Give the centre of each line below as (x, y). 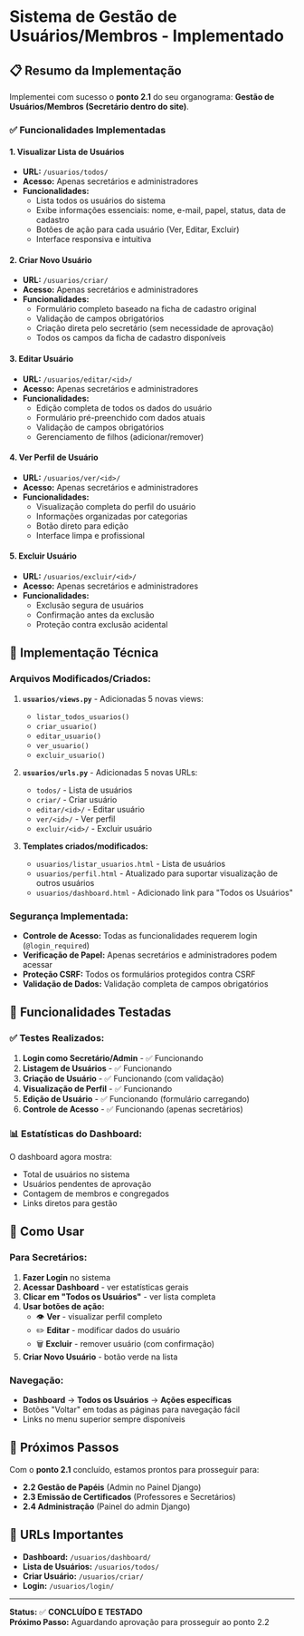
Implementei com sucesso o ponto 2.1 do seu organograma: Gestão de (142, 97)
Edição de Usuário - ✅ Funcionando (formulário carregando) (136, 1098)
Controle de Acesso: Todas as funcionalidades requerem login (140, 935)
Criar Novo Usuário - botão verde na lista (100, 1357)
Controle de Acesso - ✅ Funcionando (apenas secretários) (133, 1109)
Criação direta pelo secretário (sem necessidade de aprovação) (155, 328)
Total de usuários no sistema (76, 1174)
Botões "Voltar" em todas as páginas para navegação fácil (131, 1409)
